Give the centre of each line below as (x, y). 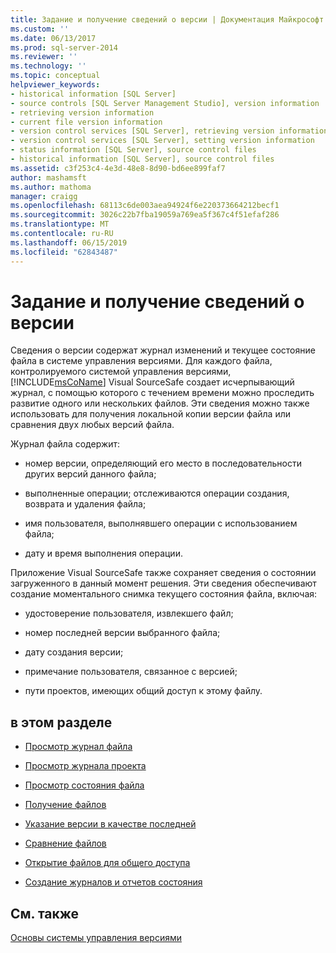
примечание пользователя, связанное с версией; (131, 672)
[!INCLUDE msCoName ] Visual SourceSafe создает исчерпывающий (152, 382)
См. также (45, 913)
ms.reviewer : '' (44, 57)
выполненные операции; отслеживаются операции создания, (157, 493)
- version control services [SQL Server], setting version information (162, 141)
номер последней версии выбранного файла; (122, 633)
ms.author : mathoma (51, 187)
